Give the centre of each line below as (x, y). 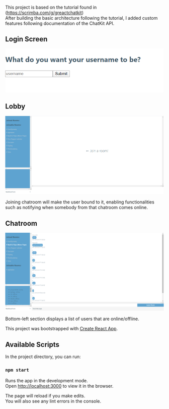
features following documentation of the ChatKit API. (60, 23)
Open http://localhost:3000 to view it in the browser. (59, 386)
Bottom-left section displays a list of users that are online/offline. (72, 319)
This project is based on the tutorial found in (51, 7)
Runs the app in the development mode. (47, 381)
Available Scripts (32, 345)
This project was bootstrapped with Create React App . (62, 329)
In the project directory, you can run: (43, 357)
